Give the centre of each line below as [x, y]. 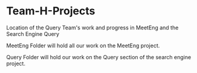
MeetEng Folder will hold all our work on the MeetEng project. [83, 45]
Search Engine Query [33, 34]
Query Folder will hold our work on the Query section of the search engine [99, 57]
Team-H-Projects [51, 11]
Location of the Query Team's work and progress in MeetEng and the [92, 28]
